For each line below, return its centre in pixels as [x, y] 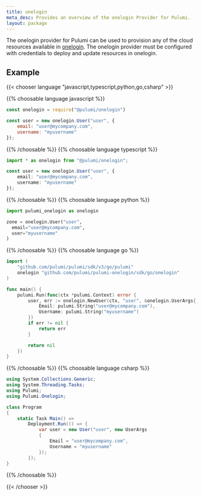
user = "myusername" [35, 233]
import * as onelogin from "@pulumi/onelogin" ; [67, 160]
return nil [42, 345]
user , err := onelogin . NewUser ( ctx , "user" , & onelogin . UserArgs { [112, 301]
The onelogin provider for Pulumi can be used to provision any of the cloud [100, 41]
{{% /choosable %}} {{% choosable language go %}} [73, 250]
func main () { [24, 289]
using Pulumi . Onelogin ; [36, 396]
